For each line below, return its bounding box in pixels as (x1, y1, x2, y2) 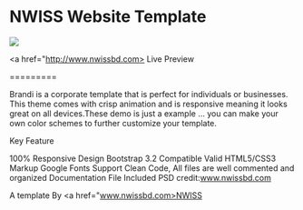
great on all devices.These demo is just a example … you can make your (9, 107, 279, 119)
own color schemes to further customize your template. (9, 117, 218, 128)
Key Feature (9, 135, 54, 146)
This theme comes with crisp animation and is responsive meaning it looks (9, 98, 288, 109)
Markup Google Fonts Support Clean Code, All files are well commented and (9, 162, 295, 174)
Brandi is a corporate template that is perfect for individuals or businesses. (9, 88, 288, 99)
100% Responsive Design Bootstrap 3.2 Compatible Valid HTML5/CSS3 (9, 153, 277, 164)
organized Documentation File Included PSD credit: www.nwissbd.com (9, 172, 272, 183)
